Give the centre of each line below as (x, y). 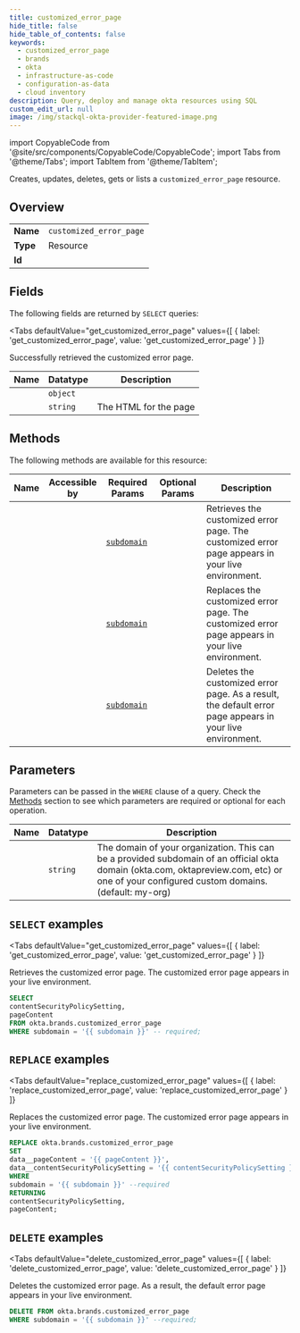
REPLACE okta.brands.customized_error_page (92, 1143)
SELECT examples (57, 924)
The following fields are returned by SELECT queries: (104, 313)
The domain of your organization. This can (186, 848)
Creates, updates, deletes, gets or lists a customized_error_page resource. (145, 179)
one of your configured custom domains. (182, 881)
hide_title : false (43, 26)
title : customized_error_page (66, 17)
